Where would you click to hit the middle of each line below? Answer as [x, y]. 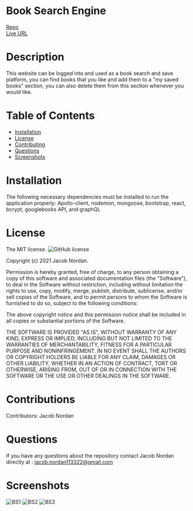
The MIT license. [26, 249]
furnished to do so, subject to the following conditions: [72, 303]
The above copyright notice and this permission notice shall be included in [96, 314]
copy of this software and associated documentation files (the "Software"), [97, 278]
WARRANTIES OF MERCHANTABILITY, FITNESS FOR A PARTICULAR [89, 344]
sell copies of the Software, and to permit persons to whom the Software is [97, 297]
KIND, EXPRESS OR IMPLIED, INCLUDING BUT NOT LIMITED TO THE [89, 338]
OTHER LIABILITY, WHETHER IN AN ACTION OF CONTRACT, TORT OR [92, 363]
